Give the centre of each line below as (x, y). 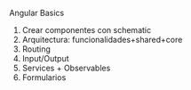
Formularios (44, 78)
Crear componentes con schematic (87, 30)
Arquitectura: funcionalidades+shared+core (102, 40)
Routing (36, 49)
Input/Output (45, 58)
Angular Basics (37, 13)
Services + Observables (66, 68)
